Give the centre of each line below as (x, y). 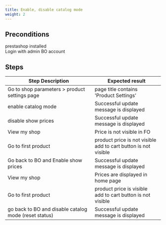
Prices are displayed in (121, 175)
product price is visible (121, 189)
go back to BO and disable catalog (47, 209)
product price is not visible (125, 140)
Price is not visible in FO (123, 132)
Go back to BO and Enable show (45, 160)
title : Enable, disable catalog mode (44, 10)
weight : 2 (15, 14)
